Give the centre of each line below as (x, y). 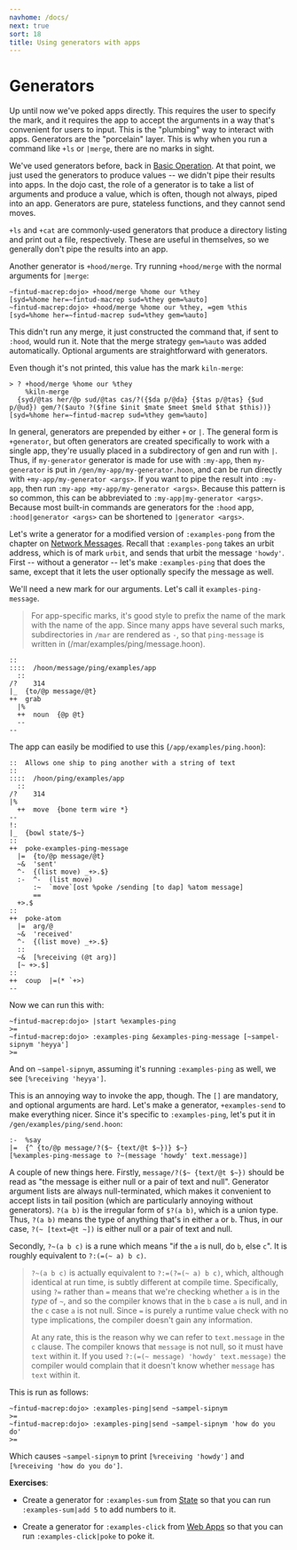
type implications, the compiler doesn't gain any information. (141, 1320)
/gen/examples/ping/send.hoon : (66, 1124)
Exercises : (29, 1483)
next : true (29, 26)
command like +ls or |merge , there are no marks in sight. (112, 148)
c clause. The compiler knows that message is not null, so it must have (157, 1346)
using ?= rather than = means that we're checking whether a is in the (155, 1292)
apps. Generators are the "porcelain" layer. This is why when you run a (138, 140)
